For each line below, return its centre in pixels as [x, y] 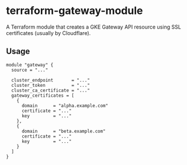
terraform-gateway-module [75, 11]
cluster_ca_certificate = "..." [51, 90]
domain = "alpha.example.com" [65, 106]
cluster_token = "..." [51, 85]
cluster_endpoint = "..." [51, 80]
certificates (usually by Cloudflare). [49, 33]
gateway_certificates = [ [43, 95]
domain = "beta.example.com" [64, 131]
